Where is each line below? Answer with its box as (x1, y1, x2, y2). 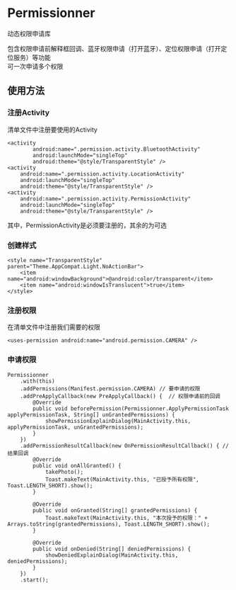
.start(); (20, 576, 49, 584)
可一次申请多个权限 (7, 62, 64, 70)
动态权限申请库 (7, 29, 51, 38)
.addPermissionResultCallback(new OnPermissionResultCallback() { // (20, 442, 230, 449)
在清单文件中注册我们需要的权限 (7, 323, 100, 331)
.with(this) (20, 378, 55, 385)
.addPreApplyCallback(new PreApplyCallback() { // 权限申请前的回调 (20, 392, 220, 399)
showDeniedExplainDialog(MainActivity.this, (45, 551, 179, 559)
